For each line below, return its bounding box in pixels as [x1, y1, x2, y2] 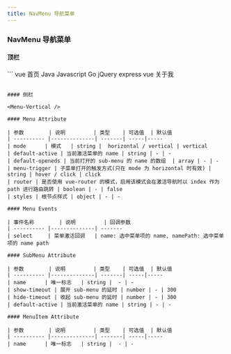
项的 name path [7, 240, 49, 247]
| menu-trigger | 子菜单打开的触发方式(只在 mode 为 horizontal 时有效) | [7, 164, 212, 171]
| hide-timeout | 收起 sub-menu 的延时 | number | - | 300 [7, 293, 177, 300]
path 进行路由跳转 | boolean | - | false [7, 185, 123, 192]
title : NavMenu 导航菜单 [7, 10, 75, 17]
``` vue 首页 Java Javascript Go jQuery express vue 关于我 [7, 70, 174, 78]
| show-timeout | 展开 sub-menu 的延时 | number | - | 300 [7, 286, 177, 293]
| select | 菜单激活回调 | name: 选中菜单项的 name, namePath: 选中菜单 [7, 232, 225, 239]
